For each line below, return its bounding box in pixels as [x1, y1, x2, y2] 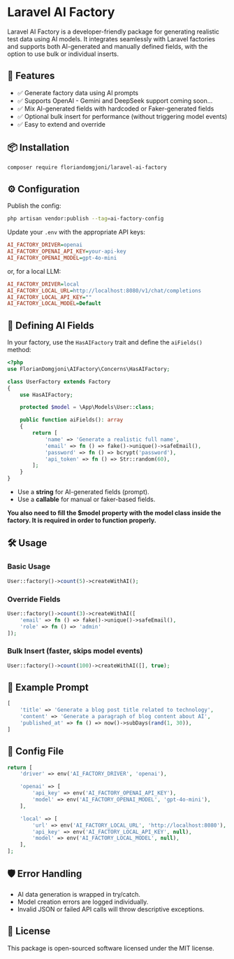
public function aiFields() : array [20, 416, 124, 423]
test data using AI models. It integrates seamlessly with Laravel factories [7, 34, 215, 43]
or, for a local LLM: [7, 267, 61, 275]
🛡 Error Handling [7, 868, 82, 880]
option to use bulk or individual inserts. [7, 50, 119, 58]
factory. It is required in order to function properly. [7, 516, 156, 525]
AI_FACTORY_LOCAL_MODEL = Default [7, 300, 101, 307]
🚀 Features [7, 70, 55, 82]
